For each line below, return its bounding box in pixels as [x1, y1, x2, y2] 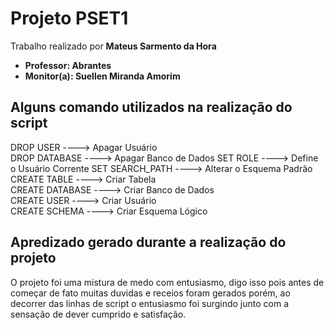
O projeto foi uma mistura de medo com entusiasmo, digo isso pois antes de [10, 276, 325, 288]
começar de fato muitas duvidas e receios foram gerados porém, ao [10, 287, 291, 299]
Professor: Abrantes [24, 59, 112, 71]
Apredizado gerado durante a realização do [10, 234, 287, 251]
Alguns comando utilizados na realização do [10, 99, 293, 116]
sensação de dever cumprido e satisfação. [10, 308, 187, 320]
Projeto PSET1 [10, 7, 129, 30]
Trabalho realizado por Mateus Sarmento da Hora [10, 40, 217, 52]
